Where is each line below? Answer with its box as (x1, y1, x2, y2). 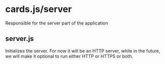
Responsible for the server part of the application (5, 20, 108, 26)
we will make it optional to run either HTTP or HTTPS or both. (5, 53, 134, 59)
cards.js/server (5, 3, 72, 15)
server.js (5, 34, 34, 43)
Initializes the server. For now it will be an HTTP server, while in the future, (5, 47, 160, 53)
